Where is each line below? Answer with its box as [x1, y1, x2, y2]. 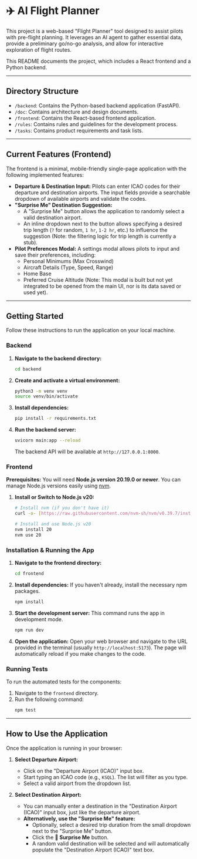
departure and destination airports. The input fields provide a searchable [14, 188, 191, 196]
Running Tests [6, 665, 48, 673]
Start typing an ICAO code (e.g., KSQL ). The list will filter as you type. [23, 773, 188, 780]
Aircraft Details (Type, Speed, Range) [23, 264, 114, 271]
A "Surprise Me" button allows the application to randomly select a [23, 207, 185, 214]
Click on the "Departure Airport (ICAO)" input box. [23, 767, 144, 774]
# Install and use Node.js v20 [14, 521, 91, 527]
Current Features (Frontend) [6, 150, 111, 160]
